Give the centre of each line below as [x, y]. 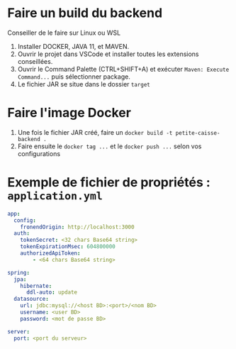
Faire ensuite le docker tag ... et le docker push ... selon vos [109, 146]
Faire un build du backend [85, 13]
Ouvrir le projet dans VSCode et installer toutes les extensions [108, 54]
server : [19, 331]
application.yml [55, 196]
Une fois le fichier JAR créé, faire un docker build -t [95, 132]
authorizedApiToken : [50, 253]
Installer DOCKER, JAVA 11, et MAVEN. [73, 46]
